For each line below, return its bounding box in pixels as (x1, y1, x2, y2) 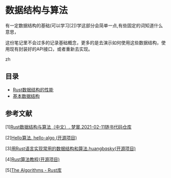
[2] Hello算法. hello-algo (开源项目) (5, 134, 77, 140)
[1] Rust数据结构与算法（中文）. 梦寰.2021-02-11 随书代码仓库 (5, 124, 132, 130)
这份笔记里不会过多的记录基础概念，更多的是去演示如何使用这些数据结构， (5, 39, 161, 46)
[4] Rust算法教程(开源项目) (5, 156, 60, 162)
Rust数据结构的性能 (12, 86, 54, 93)
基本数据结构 (12, 93, 40, 99)
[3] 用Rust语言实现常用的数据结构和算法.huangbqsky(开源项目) (5, 145, 136, 152)
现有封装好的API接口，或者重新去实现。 (9, 46, 93, 52)
